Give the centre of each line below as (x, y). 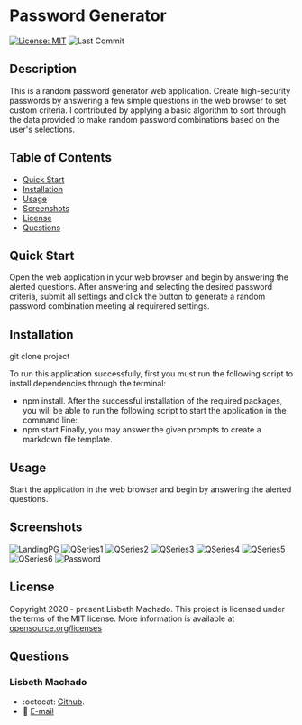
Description (43, 69)
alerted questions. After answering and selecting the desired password (141, 287)
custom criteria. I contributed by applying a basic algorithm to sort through (148, 110)
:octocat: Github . (54, 702)
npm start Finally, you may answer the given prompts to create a (142, 430)
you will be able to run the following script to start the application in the (154, 411)
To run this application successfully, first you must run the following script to (151, 374)
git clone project (40, 357)
